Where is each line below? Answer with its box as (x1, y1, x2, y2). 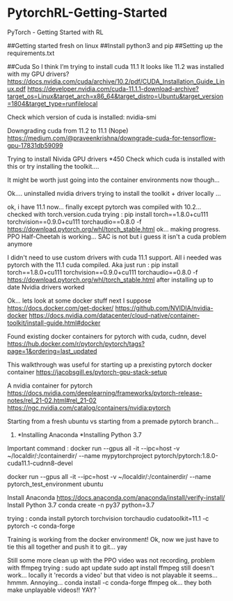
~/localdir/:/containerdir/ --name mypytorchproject (7, 451, 153, 459)
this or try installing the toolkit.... (7, 162, 99, 170)
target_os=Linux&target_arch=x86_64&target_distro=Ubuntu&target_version (7, 92, 224, 100)
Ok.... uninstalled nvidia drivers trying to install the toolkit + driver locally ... (7, 189, 221, 197)
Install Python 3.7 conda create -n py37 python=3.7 (7, 501, 155, 509)
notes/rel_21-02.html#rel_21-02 (7, 396, 97, 404)
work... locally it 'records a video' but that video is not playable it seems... (7, 570, 218, 579)
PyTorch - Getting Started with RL (7, 28, 104, 36)
